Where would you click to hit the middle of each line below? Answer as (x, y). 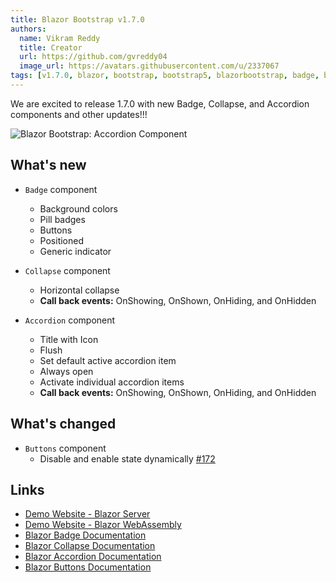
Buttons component (65, 448)
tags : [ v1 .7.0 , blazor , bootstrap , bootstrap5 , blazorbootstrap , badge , (165, 76)
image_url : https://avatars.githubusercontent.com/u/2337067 (149, 66)
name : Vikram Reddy (60, 38)
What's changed (63, 424)
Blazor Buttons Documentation (88, 567)
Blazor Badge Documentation (85, 535)
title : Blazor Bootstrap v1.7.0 (77, 19)
